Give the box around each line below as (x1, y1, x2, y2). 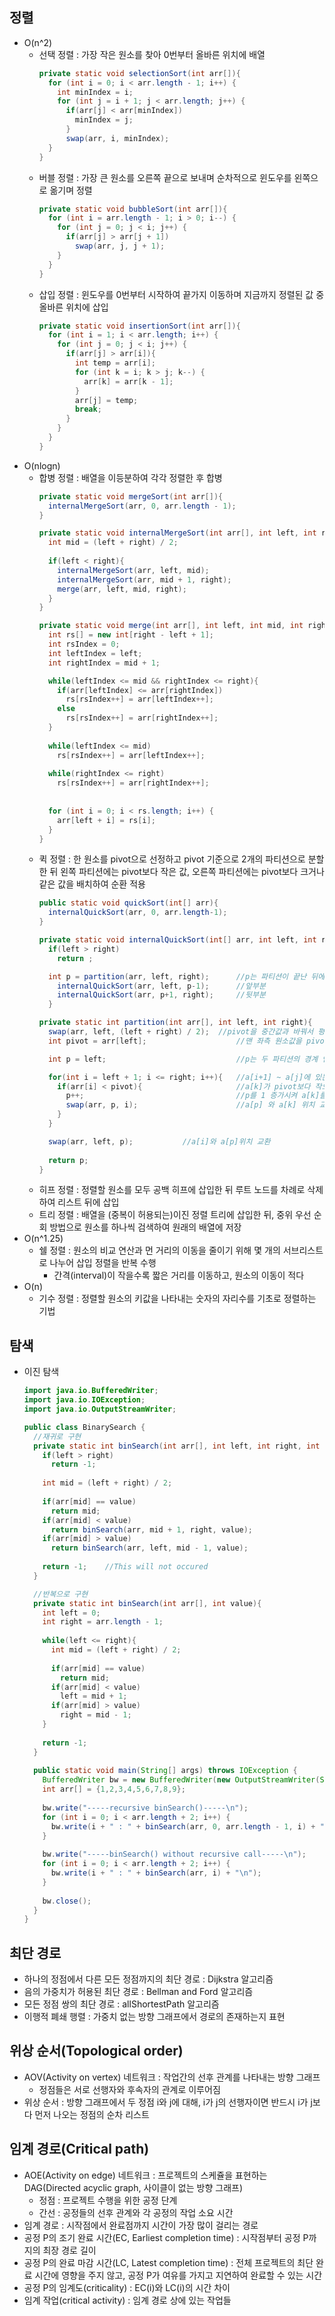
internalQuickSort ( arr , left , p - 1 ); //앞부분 (57, 981, 266, 991)
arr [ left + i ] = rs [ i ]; (57, 815, 156, 825)
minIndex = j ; (74, 115, 134, 125)
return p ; (47, 1155, 89, 1165)
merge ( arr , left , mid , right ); (57, 584, 187, 594)
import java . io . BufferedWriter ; (23, 1386, 159, 1396)
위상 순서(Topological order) (9, 2043, 184, 2060)
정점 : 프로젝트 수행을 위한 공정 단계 (38, 2194, 178, 2206)
